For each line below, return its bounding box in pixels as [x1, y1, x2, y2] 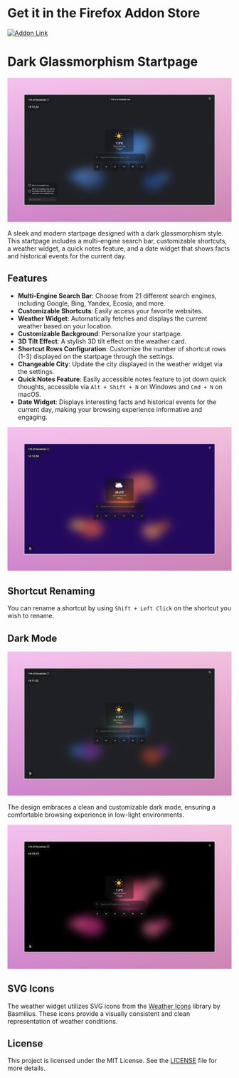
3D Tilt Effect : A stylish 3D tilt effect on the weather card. [17, 337, 187, 346]
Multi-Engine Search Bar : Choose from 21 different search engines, [17, 291, 217, 300]
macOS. [17, 390, 41, 398]
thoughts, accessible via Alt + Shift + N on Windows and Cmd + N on [17, 382, 223, 391]
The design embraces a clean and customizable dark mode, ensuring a [7, 802, 216, 811]
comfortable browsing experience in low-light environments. [7, 810, 185, 819]
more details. [7, 1064, 46, 1072]
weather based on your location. [17, 321, 113, 330]
